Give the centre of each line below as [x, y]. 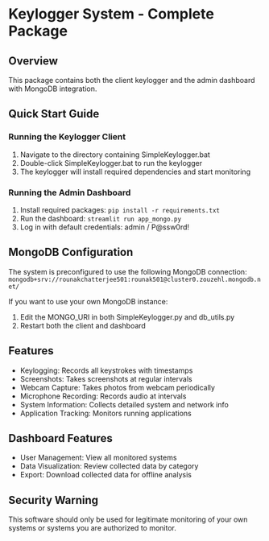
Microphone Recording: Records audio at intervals [103, 396]
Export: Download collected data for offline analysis [106, 475]
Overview [33, 61]
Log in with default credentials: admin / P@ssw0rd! [105, 227]
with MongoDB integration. [53, 89]
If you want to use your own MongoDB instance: [88, 301]
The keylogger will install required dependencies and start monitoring [135, 171]
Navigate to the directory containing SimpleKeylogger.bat [115, 155]
